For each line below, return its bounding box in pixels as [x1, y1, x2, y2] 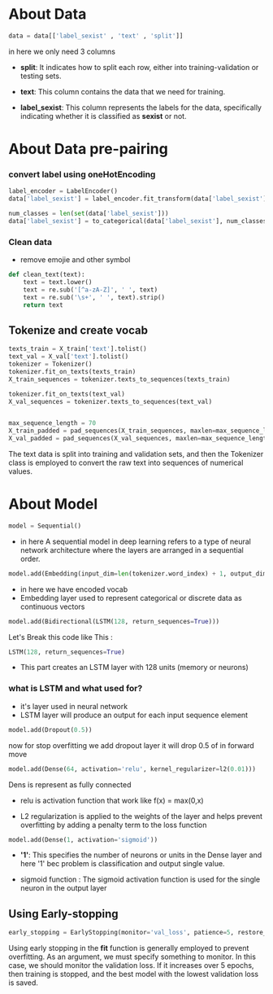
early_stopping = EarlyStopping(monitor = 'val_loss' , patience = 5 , [8, 929, 234, 937]
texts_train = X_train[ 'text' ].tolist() [8, 345, 148, 353]
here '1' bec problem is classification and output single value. [19, 859, 225, 869]
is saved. [8, 978, 39, 987]
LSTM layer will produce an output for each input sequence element [19, 710, 249, 720]
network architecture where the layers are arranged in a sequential [19, 545, 244, 554]
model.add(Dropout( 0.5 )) [8, 725, 93, 733]
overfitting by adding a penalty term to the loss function [19, 820, 207, 830]
